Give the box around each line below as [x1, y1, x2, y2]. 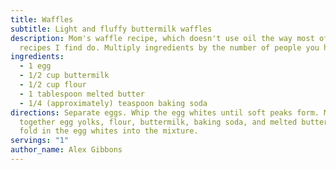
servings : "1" [10, 136, 70, 146]
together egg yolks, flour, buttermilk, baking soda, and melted [19, 117, 298, 127]
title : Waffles [10, 14, 74, 25]
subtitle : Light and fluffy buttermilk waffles [10, 24, 213, 34]
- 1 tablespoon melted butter [19, 89, 145, 99]
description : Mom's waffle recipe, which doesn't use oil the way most [10, 33, 315, 43]
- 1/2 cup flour [19, 80, 87, 90]
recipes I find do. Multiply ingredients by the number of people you [19, 42, 320, 53]
